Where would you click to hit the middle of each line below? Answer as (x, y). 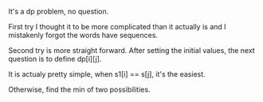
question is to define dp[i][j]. (55, 59)
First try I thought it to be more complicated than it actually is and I (117, 26)
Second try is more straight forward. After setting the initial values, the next (131, 50)
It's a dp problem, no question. (59, 11)
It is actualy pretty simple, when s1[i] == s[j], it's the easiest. (107, 74)
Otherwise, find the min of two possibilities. (79, 89)
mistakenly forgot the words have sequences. (83, 35)
